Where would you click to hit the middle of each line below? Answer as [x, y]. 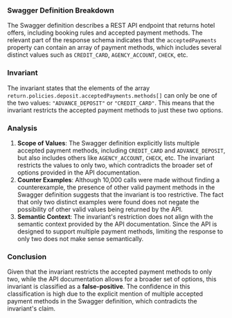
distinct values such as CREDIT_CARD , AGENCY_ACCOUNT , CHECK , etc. [98, 55]
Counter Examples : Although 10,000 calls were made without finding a [118, 179]
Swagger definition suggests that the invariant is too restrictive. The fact [120, 194]
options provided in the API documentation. [79, 173]
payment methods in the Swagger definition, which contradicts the [102, 301]
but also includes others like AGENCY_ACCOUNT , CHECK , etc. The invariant [116, 157]
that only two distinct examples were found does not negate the [108, 202]
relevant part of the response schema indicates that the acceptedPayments [112, 40]
